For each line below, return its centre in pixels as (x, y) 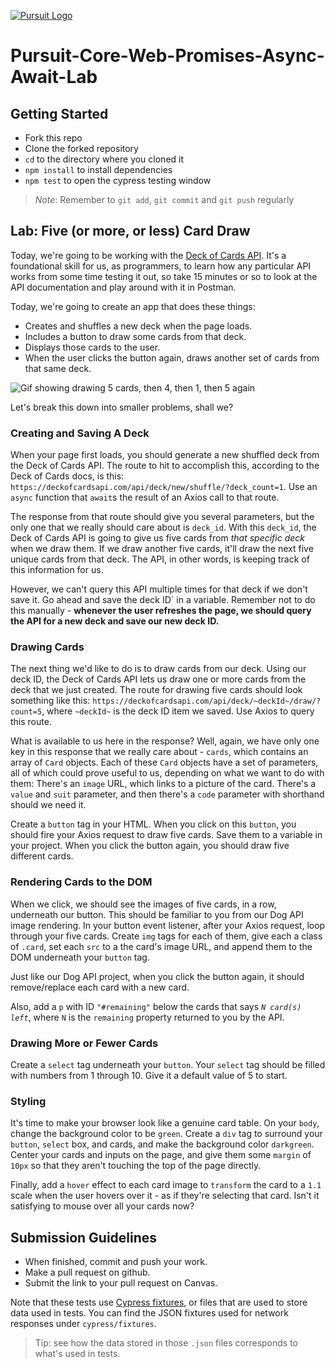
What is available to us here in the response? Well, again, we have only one (165, 741)
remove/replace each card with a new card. (100, 987)
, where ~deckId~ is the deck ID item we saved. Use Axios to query (178, 711)
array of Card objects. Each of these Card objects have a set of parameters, (164, 762)
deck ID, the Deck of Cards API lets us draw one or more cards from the (158, 679)
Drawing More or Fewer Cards (84, 1043)
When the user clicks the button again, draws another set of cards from (172, 357)
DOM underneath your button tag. (80, 957)
